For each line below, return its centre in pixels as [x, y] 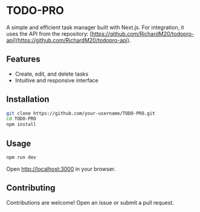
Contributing [31, 188]
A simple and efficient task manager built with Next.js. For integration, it [95, 27]
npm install [21, 125]
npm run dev [21, 157]
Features [23, 59]
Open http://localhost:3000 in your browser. [61, 169]
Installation [28, 100]
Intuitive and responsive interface [56, 80]
